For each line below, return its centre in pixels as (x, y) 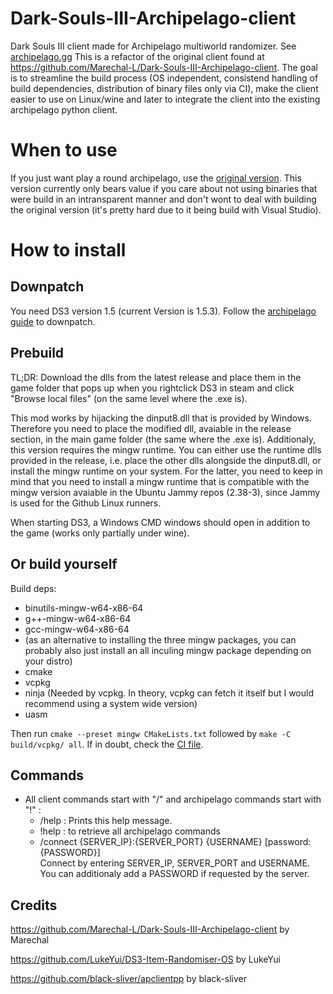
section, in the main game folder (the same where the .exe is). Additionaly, (163, 439)
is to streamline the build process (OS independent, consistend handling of (164, 78)
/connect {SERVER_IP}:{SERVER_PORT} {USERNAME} (151, 842)
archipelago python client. (64, 109)
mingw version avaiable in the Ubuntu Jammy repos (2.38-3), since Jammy (165, 492)
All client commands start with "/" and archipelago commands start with (173, 799)
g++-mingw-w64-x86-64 (78, 618)
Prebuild (37, 353)
